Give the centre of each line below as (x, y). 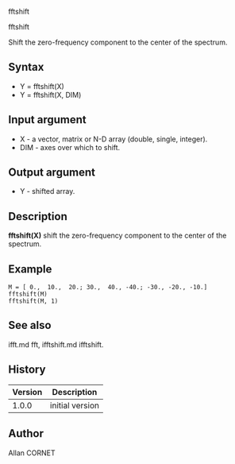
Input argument (47, 120)
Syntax (26, 67)
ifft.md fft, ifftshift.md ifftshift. (56, 344)
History (27, 370)
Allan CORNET (32, 453)
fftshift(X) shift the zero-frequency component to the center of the (118, 236)
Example (30, 269)
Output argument (52, 173)
